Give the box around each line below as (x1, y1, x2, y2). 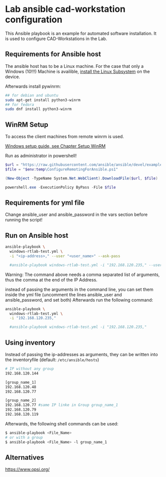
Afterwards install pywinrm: (5, 83, 61, 89)
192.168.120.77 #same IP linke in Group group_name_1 (5, 403, 119, 408)
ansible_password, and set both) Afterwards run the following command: (5, 297, 153, 303)
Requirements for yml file (5, 198, 85, 207)
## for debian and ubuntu (5, 93, 58, 98)
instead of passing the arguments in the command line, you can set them (5, 286, 154, 292)
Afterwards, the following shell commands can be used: (5, 421, 119, 426)
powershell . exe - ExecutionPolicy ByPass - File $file (5, 185, 116, 190)
